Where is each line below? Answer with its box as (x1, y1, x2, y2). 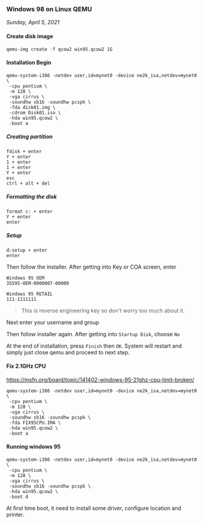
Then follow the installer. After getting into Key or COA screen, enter (6, 263, 177, 271)
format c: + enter (6, 209, 53, 215)
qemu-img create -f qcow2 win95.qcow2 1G (6, 46, 113, 52)
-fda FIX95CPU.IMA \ (9, 419, 61, 426)
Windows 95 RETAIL (6, 291, 53, 297)
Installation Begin (6, 59, 52, 66)
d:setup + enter (6, 247, 47, 253)
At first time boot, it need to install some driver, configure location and (6, 505, 181, 512)
